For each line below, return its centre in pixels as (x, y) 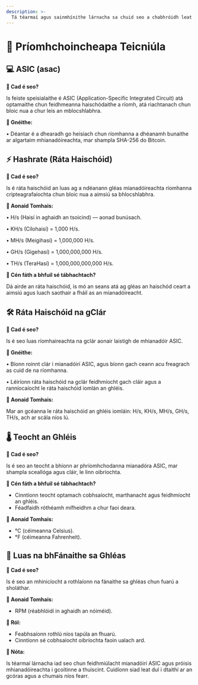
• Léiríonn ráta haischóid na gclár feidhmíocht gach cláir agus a (84, 382)
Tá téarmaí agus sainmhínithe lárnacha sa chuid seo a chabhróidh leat (102, 17)
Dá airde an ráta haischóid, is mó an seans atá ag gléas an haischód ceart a (98, 286)
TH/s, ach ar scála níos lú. (38, 418)
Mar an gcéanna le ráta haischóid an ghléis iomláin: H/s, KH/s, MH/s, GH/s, (98, 411)
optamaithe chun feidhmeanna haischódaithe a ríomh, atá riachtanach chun (98, 104)
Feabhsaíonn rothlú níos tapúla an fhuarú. (66, 634)
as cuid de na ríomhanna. (37, 370)
